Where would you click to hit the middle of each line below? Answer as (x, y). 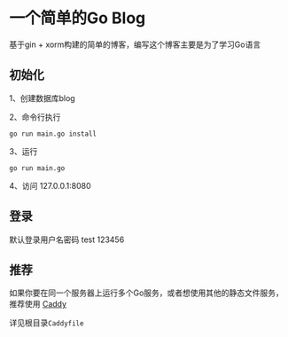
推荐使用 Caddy (38, 304)
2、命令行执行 (35, 117)
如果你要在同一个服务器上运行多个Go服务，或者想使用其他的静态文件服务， (146, 293)
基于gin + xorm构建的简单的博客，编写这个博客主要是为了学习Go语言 (135, 44)
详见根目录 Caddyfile (47, 323)
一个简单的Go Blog (78, 18)
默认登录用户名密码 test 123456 (67, 239)
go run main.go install (53, 134)
